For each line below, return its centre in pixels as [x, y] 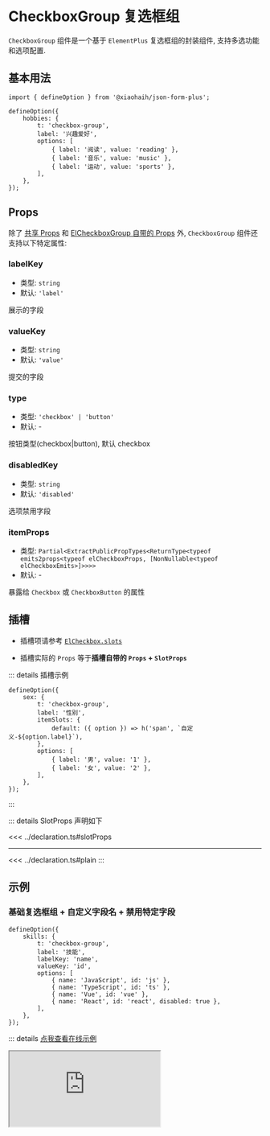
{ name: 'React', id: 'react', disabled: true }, [136, 1001]
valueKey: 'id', [64, 966]
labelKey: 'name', [68, 959]
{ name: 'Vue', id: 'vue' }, [100, 994]
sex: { [34, 697]
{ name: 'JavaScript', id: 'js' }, [111, 980]
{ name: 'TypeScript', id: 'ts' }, [111, 987]
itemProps [29, 532]
